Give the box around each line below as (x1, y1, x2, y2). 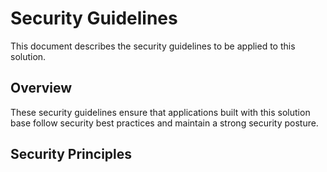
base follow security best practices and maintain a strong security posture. (10, 117, 319, 129)
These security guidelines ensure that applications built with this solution (10, 106, 311, 118)
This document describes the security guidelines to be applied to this (10, 40, 296, 52)
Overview (10, 80, 73, 97)
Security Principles (10, 146, 133, 163)
